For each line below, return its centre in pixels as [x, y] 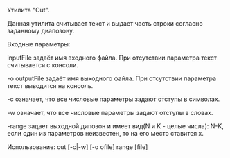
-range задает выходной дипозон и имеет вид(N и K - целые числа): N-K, [115, 126]
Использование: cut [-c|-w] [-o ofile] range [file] [78, 147]
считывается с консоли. [43, 65]
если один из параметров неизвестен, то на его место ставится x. [106, 133]
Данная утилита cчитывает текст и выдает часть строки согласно [105, 23]
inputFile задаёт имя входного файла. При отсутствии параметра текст [112, 58]
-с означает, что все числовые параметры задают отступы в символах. [114, 99]
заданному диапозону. [41, 31]
